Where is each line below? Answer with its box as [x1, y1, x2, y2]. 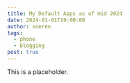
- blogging [13, 42, 45, 49]
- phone [13, 36, 36, 43]
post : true [7, 49, 39, 56]
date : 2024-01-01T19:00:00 [7, 17, 86, 24]
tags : [7, 29, 23, 37]
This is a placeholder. [7, 67, 68, 76]
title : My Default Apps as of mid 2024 [7, 10, 123, 17]
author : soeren [7, 23, 51, 30]
